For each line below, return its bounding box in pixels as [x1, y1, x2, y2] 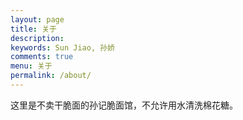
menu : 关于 [10, 61, 53, 71]
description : [10, 33, 65, 43]
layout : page [10, 14, 65, 25]
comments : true [10, 52, 74, 62]
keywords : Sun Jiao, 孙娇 [10, 42, 115, 53]
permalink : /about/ [10, 71, 92, 81]
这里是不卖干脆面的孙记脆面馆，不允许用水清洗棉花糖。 [10, 99, 238, 111]
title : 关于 [10, 24, 57, 34]
